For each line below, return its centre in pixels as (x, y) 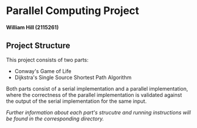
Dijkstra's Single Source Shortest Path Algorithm (73, 77)
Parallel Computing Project (73, 11)
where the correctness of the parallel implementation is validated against (94, 95)
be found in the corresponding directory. (55, 119)
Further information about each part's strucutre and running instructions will (98, 112)
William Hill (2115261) (33, 27)
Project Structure (38, 46)
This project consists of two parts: (47, 60)
